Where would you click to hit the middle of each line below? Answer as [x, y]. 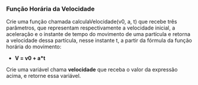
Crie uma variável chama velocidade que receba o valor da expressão [92, 70]
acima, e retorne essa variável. [44, 76]
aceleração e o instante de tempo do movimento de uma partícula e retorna [98, 34]
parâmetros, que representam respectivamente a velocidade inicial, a [91, 28]
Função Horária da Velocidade [50, 9]
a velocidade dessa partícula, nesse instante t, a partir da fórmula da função [99, 41]
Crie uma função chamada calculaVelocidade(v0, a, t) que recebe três [92, 22]
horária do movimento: [34, 47]
